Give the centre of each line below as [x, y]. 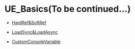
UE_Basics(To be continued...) [68, 9]
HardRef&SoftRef [29, 23]
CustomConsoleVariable [36, 41]
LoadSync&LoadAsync [35, 32]
